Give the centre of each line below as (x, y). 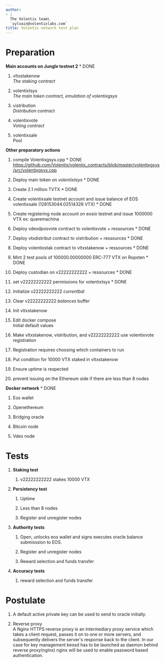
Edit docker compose (34, 320)
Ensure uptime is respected (40, 369)
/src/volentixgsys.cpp (35, 170)
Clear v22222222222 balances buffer (51, 301)
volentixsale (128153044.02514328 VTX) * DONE (62, 204)
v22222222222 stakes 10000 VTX (55, 479)
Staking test (25, 470)
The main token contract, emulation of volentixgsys (65, 96)
